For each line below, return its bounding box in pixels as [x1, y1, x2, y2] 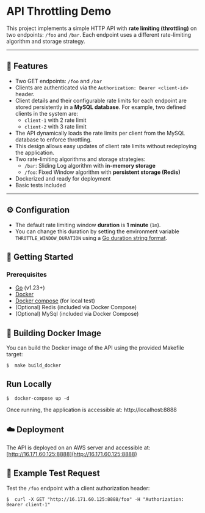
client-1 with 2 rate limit [24, 116, 87, 124]
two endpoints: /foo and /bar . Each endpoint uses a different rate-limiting [6, 31, 192, 38]
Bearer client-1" [6, 501, 51, 507]
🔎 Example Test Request [6, 468, 101, 479]
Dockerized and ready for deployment [15, 174, 111, 182]
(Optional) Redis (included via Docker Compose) [15, 304, 137, 311]
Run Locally [6, 379, 52, 389]
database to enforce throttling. [15, 136, 92, 143]
